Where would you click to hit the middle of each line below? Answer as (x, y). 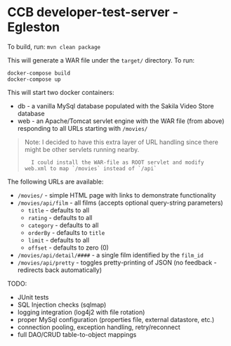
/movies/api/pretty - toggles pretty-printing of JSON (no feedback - (117, 262)
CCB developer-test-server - (93, 12)
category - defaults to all (63, 225)
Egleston (34, 27)
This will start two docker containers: (61, 92)
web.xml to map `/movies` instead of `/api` (91, 168)
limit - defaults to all (59, 240)
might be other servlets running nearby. (82, 149)
